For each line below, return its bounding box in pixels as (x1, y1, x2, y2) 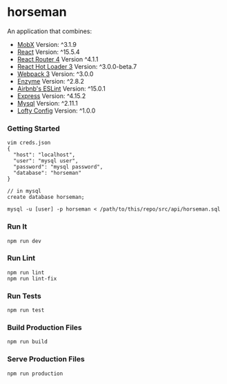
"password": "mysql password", (13, 164, 103, 171)
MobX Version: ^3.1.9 (17, 40, 77, 48)
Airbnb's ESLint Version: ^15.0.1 (17, 84, 106, 93)
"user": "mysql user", (13, 157, 79, 164)
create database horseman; (7, 194, 85, 201)
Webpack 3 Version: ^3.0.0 (17, 70, 94, 78)
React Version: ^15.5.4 (17, 48, 81, 56)
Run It (7, 222, 28, 231)
